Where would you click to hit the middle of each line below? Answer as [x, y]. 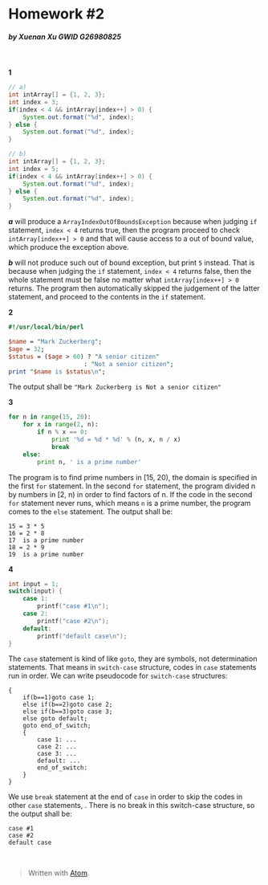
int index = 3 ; [34, 102]
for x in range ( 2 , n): [61, 425]
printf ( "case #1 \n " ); [73, 606]
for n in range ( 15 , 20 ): [50, 417]
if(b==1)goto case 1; [59, 698]
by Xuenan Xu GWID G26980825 [65, 36]
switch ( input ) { [35, 591]
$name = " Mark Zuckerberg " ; [55, 342]
